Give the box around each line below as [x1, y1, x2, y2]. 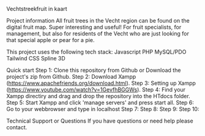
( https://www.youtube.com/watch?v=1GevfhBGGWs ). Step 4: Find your [6, 86, 185, 93]
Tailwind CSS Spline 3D [6, 55, 65, 62]
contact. [6, 124, 28, 131]
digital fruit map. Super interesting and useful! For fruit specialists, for [6, 24, 182, 30]
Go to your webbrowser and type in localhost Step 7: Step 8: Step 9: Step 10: [6, 106, 199, 112]
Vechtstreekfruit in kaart [6, 5, 67, 12]
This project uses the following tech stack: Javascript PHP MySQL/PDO [6, 48, 187, 55]
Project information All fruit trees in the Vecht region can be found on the [6, 17, 190, 24]
